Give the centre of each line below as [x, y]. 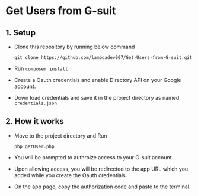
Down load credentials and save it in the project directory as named [97, 98]
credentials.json [36, 103]
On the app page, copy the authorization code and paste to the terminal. [102, 187]
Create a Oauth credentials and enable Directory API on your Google [98, 80]
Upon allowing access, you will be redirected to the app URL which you [101, 169]
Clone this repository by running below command [74, 47]
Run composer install [41, 68]
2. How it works [35, 121]
